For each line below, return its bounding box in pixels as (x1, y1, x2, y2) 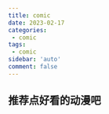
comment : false (8, 63, 58, 71)
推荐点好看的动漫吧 (8, 94, 101, 107)
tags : (8, 41, 26, 49)
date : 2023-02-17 (8, 19, 65, 27)
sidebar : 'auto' (8, 56, 61, 64)
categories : (8, 26, 47, 34)
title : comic (8, 11, 51, 20)
